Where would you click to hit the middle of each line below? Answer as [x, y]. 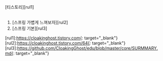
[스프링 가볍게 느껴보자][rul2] [40, 22]
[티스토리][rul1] [19, 7]
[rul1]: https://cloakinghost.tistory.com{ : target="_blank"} [62, 38]
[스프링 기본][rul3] [30, 28]
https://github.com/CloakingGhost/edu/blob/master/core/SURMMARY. [87, 48]
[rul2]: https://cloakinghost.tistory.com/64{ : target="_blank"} [65, 43]
